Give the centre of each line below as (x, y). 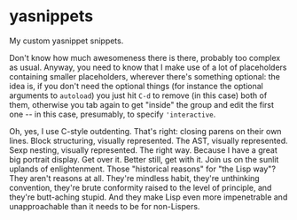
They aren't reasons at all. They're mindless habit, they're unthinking (134, 178)
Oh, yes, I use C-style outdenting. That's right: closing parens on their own (145, 131)
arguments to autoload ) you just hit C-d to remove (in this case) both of (138, 95)
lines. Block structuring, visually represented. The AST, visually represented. (148, 140)
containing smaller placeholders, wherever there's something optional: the (145, 76)
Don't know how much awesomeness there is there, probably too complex (145, 57)
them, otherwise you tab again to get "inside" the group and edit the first (142, 104)
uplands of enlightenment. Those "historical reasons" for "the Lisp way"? (143, 169)
